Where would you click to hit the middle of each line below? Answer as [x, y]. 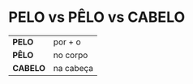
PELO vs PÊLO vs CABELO [96, 17]
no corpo [71, 55]
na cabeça [73, 68]
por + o [67, 42]
